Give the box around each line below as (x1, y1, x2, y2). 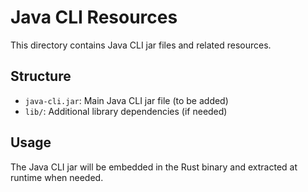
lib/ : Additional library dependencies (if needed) (24, 105, 228, 117)
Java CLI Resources (10, 6, 178, 29)
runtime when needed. (10, 171, 104, 183)
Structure (10, 68, 72, 85)
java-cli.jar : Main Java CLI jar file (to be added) (24, 94, 229, 106)
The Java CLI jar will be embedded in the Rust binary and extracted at (10, 161, 298, 173)
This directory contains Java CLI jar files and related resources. (10, 39, 272, 51)
